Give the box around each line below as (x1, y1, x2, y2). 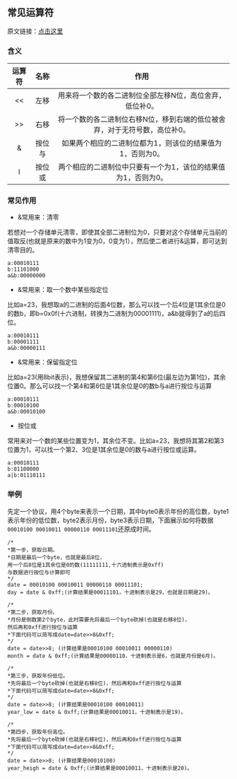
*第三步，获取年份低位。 (7, 672, 68, 679)
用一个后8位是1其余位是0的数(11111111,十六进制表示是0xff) (7, 561, 164, 568)
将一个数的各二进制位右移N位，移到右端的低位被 (57, 115, 219, 124)
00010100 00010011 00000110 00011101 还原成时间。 (7, 525, 155, 533)
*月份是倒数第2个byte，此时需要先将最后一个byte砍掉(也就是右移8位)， (7, 616, 190, 623)
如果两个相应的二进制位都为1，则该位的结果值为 (61, 139, 222, 148)
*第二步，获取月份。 (7, 609, 59, 616)
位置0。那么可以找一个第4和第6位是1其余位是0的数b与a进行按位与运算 (7, 382, 212, 390)
